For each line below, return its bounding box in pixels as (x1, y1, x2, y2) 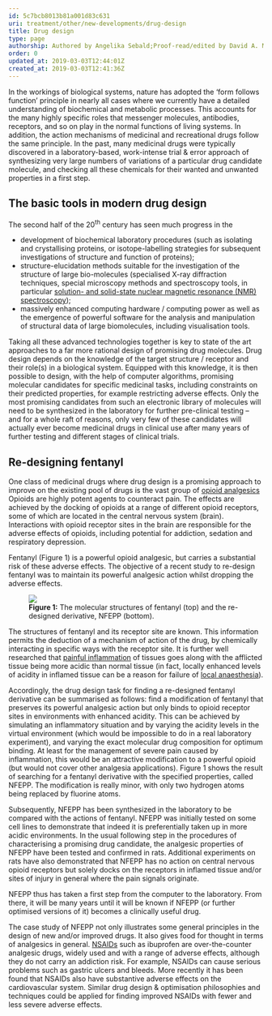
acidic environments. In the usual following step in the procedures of (8, 830, 237, 840)
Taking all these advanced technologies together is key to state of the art (8, 337, 252, 347)
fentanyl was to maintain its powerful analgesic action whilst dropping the (8, 570, 253, 580)
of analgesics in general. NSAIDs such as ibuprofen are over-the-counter (8, 940, 253, 950)
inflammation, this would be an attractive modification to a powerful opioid (8, 755, 257, 765)
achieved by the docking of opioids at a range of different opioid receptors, (8, 503, 259, 512)
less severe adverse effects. (8, 1000, 103, 1010)
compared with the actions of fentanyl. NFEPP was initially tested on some (8, 813, 257, 823)
